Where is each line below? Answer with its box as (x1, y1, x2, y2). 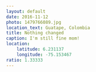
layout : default (6, 8, 46, 15)
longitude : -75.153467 (16, 52, 72, 57)
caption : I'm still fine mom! (6, 35, 80, 41)
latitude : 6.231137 (16, 46, 64, 52)
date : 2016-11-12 (6, 14, 49, 20)
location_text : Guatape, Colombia (6, 24, 91, 31)
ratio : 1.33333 (6, 57, 43, 63)
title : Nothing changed (6, 30, 64, 36)
